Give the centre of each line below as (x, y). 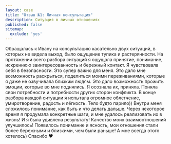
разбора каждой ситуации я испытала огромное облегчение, (73, 98)
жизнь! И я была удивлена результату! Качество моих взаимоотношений (86, 120)
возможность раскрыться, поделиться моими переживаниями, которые (85, 76)
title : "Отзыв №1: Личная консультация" (49, 15)
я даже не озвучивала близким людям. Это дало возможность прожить (85, 81)
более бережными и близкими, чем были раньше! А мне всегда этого (82, 131)
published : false (24, 24)
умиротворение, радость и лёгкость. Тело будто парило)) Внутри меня (84, 103)
